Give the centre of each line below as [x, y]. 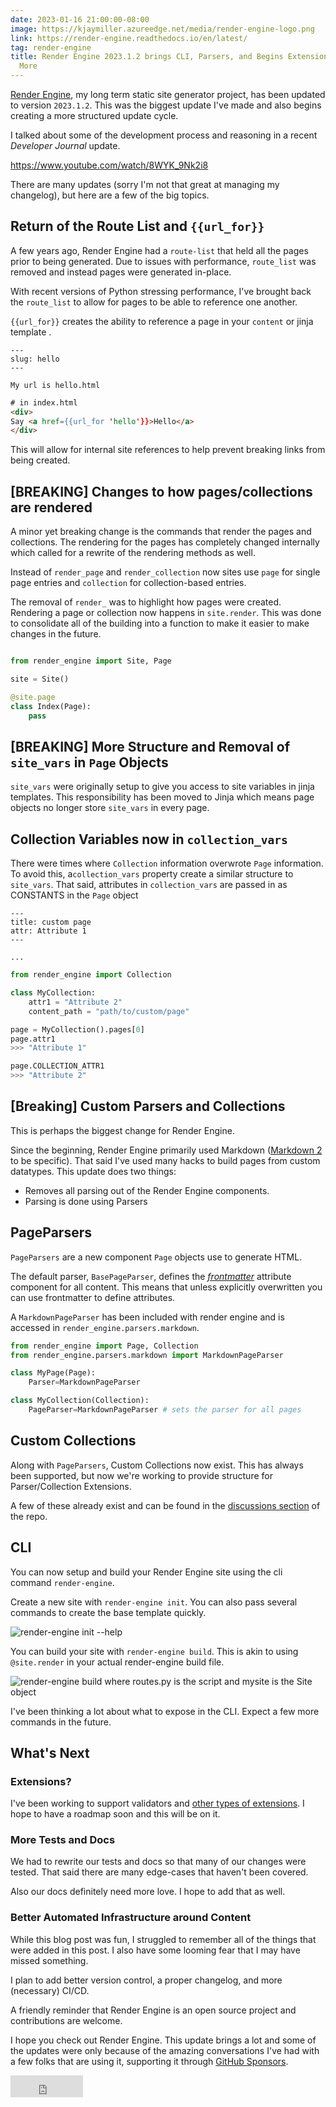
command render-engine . [62, 1582]
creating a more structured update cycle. [94, 115]
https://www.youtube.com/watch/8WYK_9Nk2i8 [109, 165]
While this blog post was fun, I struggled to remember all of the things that [163, 1939]
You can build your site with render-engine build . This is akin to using [154, 1651]
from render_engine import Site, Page [91, 661]
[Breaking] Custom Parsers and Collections [148, 1106]
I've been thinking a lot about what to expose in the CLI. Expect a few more [165, 1711]
